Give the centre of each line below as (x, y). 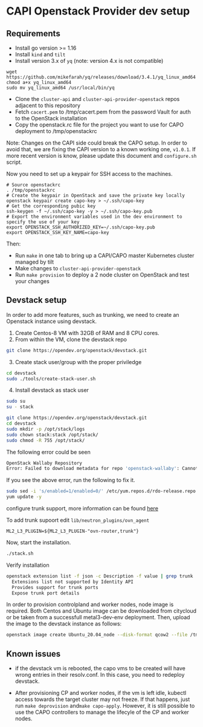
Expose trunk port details (46, 593)
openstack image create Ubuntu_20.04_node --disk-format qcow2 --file (97, 635)
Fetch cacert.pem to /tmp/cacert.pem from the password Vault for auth (103, 112)
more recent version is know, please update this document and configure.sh (101, 156)
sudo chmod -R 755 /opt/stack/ (46, 440)
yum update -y (24, 497)
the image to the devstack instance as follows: (64, 624)
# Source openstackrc (34, 185)
